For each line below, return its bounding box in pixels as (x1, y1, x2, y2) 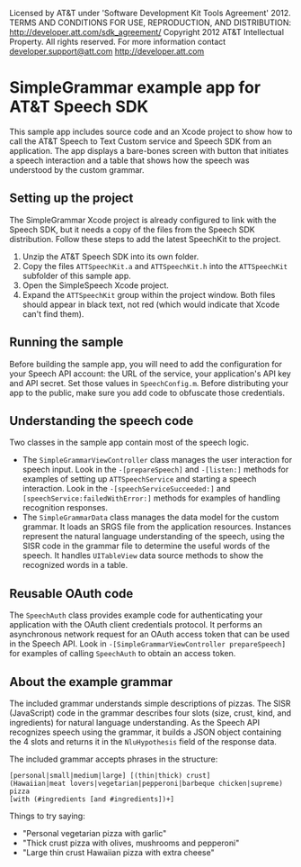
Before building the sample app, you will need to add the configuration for (9, 358, 283, 369)
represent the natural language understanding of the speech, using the (22, 531, 285, 542)
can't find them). (22, 308, 84, 319)
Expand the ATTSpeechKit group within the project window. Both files (22, 289, 276, 300)
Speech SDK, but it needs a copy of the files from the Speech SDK (9, 224, 255, 235)
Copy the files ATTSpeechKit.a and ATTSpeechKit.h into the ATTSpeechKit (22, 260, 288, 271)
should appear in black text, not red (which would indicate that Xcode (22, 299, 280, 310)
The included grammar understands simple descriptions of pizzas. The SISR (9, 698, 291, 709)
